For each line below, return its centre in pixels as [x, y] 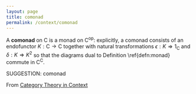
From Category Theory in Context [47, 85]
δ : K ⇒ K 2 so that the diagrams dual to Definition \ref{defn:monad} [88, 55]
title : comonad [25, 17]
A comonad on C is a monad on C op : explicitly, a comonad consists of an [95, 40]
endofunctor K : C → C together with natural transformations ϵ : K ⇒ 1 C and [98, 47]
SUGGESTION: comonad [36, 73]
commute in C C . [26, 62]
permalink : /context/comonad [42, 22]
